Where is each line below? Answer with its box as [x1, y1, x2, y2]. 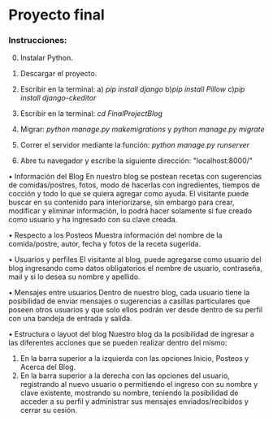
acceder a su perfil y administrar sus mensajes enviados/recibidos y [19, 397, 249, 406]
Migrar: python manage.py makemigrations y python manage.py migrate [19, 124, 265, 135]
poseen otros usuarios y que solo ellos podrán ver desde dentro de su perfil [8, 305, 262, 315]
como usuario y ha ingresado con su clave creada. [8, 215, 178, 225]
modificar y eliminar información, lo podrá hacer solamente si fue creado [8, 206, 253, 216]
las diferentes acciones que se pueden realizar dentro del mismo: [8, 338, 227, 348]
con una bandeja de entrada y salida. [8, 314, 132, 324]
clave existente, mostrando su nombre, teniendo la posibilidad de [19, 388, 239, 398]
